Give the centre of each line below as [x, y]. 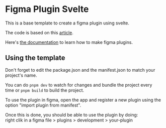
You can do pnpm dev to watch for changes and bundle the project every [79, 85]
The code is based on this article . [39, 32]
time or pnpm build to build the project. [45, 90]
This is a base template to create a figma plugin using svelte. [67, 23]
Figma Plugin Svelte [47, 9]
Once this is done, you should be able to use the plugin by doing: [72, 115]
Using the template [35, 58]
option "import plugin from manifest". [43, 105]
